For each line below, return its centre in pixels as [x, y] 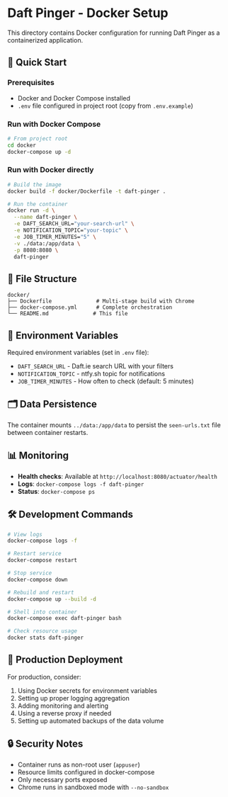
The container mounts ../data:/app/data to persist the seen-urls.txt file [114, 425]
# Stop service [30, 573]
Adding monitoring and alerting [63, 706]
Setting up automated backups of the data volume [91, 720]
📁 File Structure [42, 279]
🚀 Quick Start [37, 63]
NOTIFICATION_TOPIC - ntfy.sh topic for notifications [91, 374]
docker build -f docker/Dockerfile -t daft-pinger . [87, 191]
